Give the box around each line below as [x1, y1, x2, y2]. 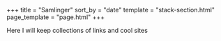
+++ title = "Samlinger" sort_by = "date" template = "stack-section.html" [6, 6, 215, 14]
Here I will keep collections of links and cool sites [6, 27, 148, 34]
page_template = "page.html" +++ [6, 13, 105, 21]
